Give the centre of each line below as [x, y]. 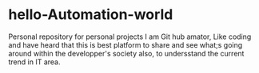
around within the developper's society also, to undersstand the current [126, 53]
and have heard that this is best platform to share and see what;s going [126, 44]
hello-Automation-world [91, 15]
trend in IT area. [34, 62]
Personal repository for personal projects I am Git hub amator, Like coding [130, 36]
